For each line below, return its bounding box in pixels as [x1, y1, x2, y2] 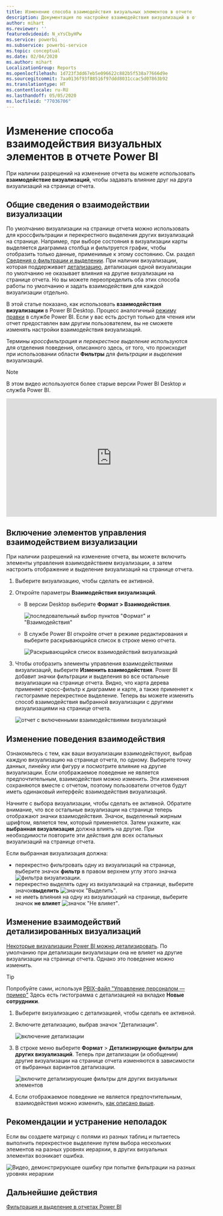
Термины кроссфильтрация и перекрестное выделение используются [6, 338, 188, 345]
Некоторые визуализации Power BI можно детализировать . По [6, 942, 168, 950]
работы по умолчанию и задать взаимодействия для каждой [6, 283, 163, 290]
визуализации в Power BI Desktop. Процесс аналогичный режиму [6, 307, 177, 314]
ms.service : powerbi [6, 37, 58, 43]
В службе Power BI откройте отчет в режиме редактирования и [23, 631, 188, 638]
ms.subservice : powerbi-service [6, 43, 87, 49]
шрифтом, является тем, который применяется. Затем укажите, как [6, 819, 181, 826]
